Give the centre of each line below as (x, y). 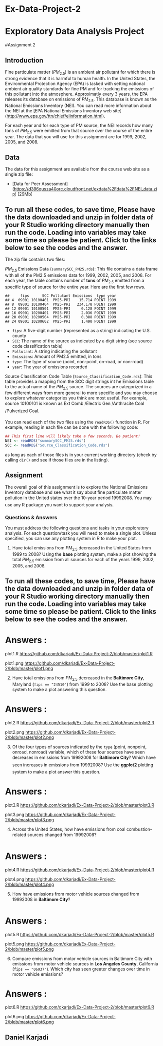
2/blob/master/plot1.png (29, 668)
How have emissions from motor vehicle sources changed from (76, 894)
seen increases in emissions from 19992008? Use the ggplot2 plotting (82, 765)
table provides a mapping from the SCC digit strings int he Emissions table (80, 381)
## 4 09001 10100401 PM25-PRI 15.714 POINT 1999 (61, 300)
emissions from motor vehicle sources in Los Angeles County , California (85, 963)
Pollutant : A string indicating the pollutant (54, 351)
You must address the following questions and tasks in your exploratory (77, 528)
